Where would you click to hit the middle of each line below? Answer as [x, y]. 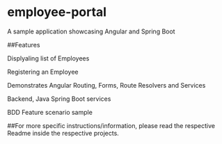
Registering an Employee [43, 72]
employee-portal [57, 12]
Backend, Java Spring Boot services [59, 99]
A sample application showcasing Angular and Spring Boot [91, 31]
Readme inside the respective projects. [63, 133]
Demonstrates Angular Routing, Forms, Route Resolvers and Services [106, 85]
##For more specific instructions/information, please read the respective [111, 125]
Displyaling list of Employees [48, 58]
